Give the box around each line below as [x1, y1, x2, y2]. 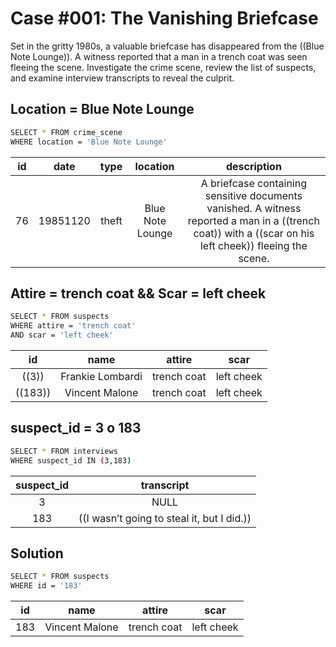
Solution [10, 545, 64, 562]
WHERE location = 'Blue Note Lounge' [10, 137, 168, 147]
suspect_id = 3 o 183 [10, 420, 142, 437]
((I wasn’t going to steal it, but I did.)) [78, 511, 252, 525]
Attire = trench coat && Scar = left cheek [10, 285, 267, 302]
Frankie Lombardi [60, 369, 143, 383]
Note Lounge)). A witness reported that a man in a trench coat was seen [10, 50, 308, 62]
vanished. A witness [206, 201, 302, 215]
